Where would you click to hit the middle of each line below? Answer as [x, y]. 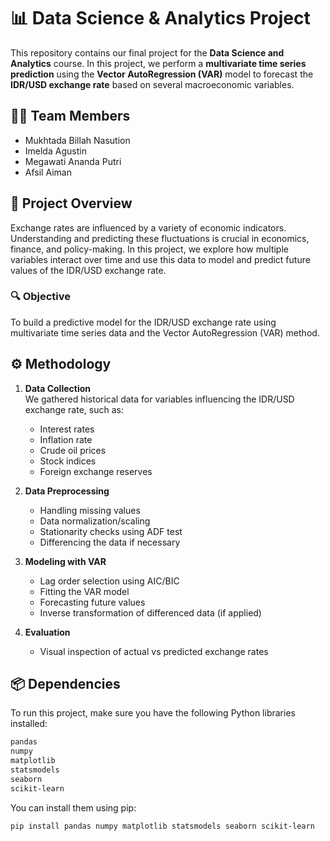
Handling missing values [90, 510]
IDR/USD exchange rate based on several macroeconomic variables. [152, 84]
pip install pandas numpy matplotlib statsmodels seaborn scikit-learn [162, 826]
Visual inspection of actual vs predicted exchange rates [154, 651]
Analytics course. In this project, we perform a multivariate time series [158, 63]
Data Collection [58, 388]
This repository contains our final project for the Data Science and [147, 52]
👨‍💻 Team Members [70, 116]
